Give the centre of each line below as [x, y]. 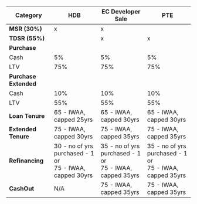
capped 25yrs [73, 120]
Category [28, 15]
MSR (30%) [26, 29]
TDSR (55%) [27, 38]
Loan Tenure [27, 116]
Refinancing [26, 161]
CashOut [22, 188]
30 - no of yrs [73, 146]
